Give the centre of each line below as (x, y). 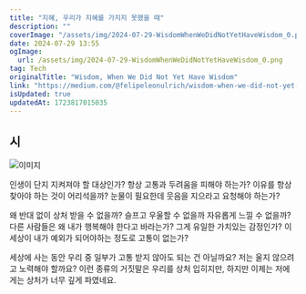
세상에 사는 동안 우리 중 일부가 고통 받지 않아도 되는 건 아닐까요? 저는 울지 (140, 258)
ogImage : (26, 52)
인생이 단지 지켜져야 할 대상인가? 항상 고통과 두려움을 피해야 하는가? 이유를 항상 (151, 185)
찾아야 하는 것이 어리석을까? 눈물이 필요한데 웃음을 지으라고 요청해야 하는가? (145, 196)
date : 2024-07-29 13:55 (55, 43)
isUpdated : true (40, 94)
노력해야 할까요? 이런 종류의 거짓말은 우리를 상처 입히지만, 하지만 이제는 (146, 269)
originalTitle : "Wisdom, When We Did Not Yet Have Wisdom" (124, 77)
